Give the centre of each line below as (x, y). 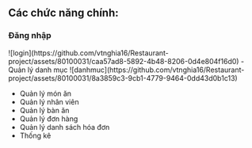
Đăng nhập (30, 36)
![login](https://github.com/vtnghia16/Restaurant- (88, 53)
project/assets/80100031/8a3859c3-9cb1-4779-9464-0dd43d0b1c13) (123, 78)
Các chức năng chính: (63, 13)
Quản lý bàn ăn (44, 110)
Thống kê (35, 135)
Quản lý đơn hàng (49, 119)
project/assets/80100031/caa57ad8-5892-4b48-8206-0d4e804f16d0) (124, 61)
